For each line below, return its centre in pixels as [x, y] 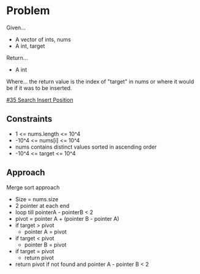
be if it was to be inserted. [39, 88]
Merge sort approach [33, 187]
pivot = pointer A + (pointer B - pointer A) [67, 218]
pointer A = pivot [46, 231]
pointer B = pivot [45, 245]
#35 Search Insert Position [40, 100]
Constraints [29, 119]
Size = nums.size [37, 199]
